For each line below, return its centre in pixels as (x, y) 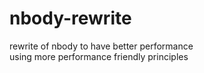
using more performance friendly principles (99, 56)
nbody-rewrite (70, 18)
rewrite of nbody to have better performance (101, 46)
